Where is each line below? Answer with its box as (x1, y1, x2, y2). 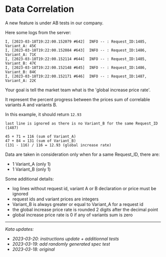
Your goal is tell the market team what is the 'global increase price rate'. (5, 87, 151, 93)
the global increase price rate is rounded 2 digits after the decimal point (12, 206, 158, 212)
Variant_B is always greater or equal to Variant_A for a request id (12, 201, 144, 207)
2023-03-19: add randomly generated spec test (12, 241, 110, 247)
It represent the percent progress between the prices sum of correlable (5, 96, 150, 102)
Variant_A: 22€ (5, 78, 37, 83)
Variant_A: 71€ (5, 52, 37, 57)
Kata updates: (5, 226, 34, 232)
